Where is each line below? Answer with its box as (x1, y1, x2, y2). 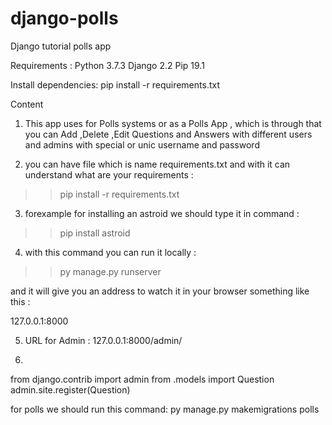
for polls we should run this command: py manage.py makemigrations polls (10, 403, 320, 415)
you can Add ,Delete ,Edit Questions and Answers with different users (24, 128, 313, 140)
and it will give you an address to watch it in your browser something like (10, 285, 310, 297)
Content (10, 98, 44, 110)
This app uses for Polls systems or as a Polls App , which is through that (24, 117, 322, 129)
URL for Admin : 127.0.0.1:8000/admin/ (24, 334, 183, 346)
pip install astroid (59, 227, 131, 239)
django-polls (10, 7, 119, 30)
